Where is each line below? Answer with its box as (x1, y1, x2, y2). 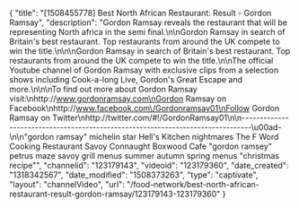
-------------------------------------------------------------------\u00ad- (9, 122, 282, 133)
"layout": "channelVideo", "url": (9, 179, 126, 189)
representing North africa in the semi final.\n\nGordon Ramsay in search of (9, 27, 286, 37)
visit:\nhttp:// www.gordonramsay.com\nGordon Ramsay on (9, 93, 227, 104)
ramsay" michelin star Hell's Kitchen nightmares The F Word (56, 132, 279, 142)
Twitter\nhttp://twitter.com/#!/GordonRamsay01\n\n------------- (52, 112, 289, 123)
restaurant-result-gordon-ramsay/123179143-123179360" (9, 188, 221, 199)
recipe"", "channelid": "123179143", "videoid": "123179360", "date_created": (9, 160, 289, 170)
